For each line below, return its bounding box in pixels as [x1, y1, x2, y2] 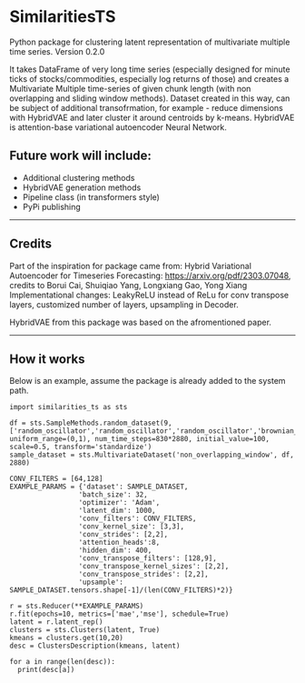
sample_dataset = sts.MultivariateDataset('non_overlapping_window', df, [9, 450, 295, 460]
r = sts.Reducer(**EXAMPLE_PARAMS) [9, 602, 144, 611]
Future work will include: [9, 148, 152, 164]
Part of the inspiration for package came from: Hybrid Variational [9, 260, 252, 271]
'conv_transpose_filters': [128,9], [78, 554, 218, 563]
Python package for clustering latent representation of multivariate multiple [9, 36, 290, 47]
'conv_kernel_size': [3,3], [78, 522, 184, 531]
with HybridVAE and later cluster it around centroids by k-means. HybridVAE [9, 112, 295, 123]
